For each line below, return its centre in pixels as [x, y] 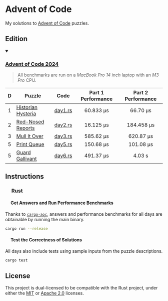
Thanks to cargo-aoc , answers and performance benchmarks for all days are [84, 214]
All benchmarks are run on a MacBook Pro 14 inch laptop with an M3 [88, 75]
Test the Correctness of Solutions [46, 240]
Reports [25, 128]
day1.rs [63, 110]
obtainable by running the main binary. [45, 219]
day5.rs [63, 144]
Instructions [24, 177]
